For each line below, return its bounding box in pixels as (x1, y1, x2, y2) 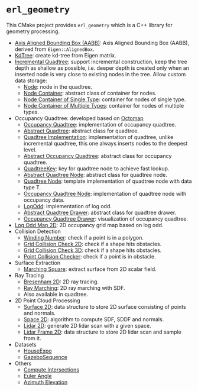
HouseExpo (23, 347, 52, 354)
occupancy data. (23, 196, 65, 203)
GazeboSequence (23, 353, 68, 360)
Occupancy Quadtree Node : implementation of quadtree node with (23, 190, 187, 197)
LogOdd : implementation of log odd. (23, 202, 112, 209)
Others (14, 360, 32, 367)
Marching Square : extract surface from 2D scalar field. (23, 265, 157, 273)
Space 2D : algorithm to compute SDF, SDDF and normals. (23, 315, 164, 323)
